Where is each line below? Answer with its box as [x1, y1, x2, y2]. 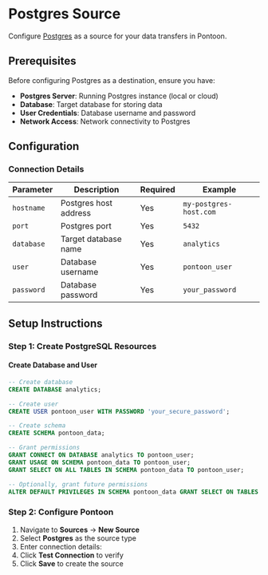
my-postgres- [183, 200, 233, 208]
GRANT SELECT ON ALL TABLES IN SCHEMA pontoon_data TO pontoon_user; [8, 466, 245, 474]
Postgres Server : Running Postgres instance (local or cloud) [19, 91, 219, 101]
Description [73, 184, 120, 196]
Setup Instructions [8, 316, 103, 330]
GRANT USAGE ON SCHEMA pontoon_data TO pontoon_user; [8, 458, 191, 466]
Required [140, 184, 175, 196]
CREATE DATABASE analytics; [8, 385, 102, 394]
